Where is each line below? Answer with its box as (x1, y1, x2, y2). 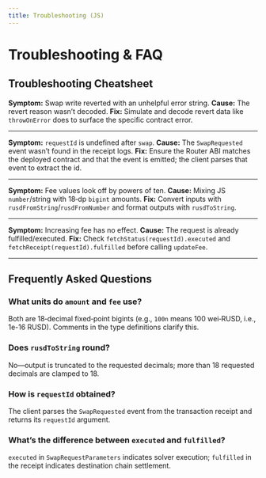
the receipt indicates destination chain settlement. (8, 461, 172, 471)
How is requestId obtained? (8, 389, 116, 400)
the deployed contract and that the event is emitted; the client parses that (8, 154, 248, 164)
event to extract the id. (8, 163, 82, 173)
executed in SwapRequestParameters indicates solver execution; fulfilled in (8, 453, 252, 462)
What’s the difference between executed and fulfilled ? (8, 434, 226, 446)
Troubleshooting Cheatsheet (8, 77, 154, 91)
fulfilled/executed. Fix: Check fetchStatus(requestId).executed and (8, 233, 231, 243)
